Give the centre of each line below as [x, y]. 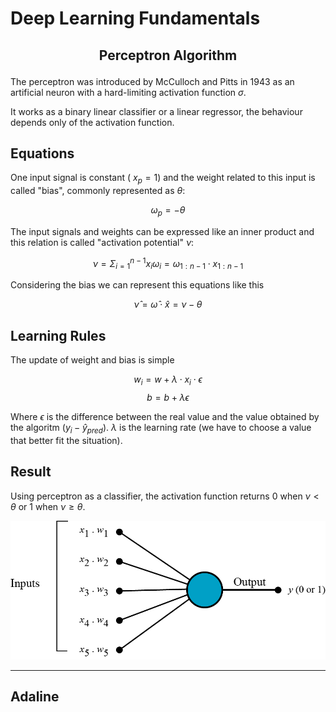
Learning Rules [58, 335]
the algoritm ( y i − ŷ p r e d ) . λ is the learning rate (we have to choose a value [161, 429]
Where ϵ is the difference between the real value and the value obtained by [165, 417]
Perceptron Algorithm [168, 55]
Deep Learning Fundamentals [135, 18]
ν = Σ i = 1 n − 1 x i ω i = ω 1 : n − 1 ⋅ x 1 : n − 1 [168, 263]
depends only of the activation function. [92, 122]
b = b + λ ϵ [168, 398]
